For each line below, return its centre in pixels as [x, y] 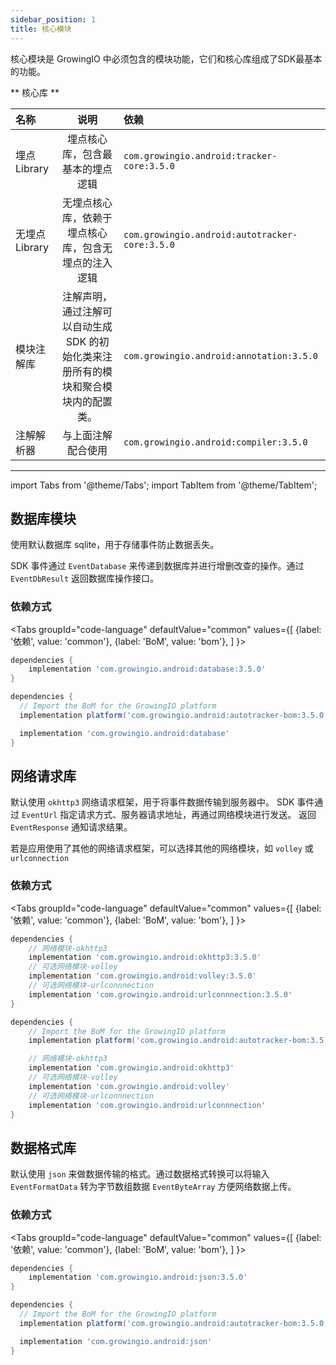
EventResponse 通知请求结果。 [71, 827]
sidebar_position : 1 [53, 19]
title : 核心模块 [41, 29]
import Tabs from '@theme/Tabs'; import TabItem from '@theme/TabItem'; [164, 485]
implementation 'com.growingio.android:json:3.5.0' [138, 1277]
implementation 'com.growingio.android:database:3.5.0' [147, 669]
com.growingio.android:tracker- [200, 155]
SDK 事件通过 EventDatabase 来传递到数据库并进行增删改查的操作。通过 [157, 566]
